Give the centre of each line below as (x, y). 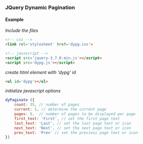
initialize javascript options (33, 91)
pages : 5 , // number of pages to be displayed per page (75, 114)
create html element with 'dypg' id (41, 72)
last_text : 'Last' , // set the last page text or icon (73, 123)
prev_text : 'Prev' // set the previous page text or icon (76, 132)
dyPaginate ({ (20, 100)
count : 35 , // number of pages (47, 105)
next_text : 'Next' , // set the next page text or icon (73, 128)
